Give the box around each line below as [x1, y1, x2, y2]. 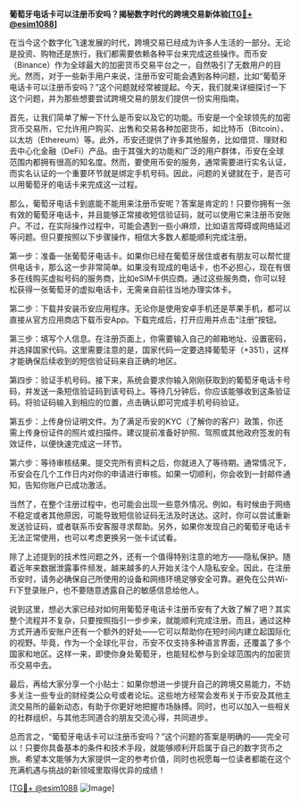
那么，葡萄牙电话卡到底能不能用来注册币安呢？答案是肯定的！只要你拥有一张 [9, 198, 291, 208]
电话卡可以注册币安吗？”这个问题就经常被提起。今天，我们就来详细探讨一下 [9, 82, 287, 92]
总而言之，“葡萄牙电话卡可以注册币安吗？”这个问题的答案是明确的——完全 [9, 731, 283, 741]
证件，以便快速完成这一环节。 [16, 438, 127, 449]
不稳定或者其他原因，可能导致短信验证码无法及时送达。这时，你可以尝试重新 [9, 510, 291, 520]
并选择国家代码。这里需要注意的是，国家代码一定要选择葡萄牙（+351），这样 [9, 344, 289, 355]
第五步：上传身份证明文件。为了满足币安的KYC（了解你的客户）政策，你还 [9, 416, 284, 426]
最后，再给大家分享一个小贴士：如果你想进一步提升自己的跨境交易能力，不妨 [9, 679, 291, 689]
